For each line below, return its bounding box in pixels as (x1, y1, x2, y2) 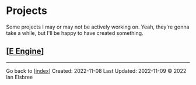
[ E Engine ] (6, 47, 44, 56)
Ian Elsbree (6, 73, 33, 80)
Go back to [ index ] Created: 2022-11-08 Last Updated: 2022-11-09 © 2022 (6, 67, 187, 74)
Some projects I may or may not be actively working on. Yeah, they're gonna (6, 23, 190, 30)
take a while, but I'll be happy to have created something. (6, 29, 144, 36)
